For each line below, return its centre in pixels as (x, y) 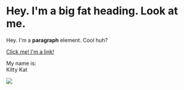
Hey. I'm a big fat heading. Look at (92, 11)
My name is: (21, 63)
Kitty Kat (17, 69)
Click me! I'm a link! (30, 51)
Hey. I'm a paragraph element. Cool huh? (57, 40)
